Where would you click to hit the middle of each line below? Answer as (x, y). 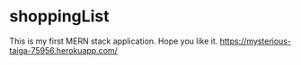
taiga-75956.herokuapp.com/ (64, 50)
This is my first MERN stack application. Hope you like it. (114, 41)
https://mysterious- (256, 41)
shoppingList (59, 16)
